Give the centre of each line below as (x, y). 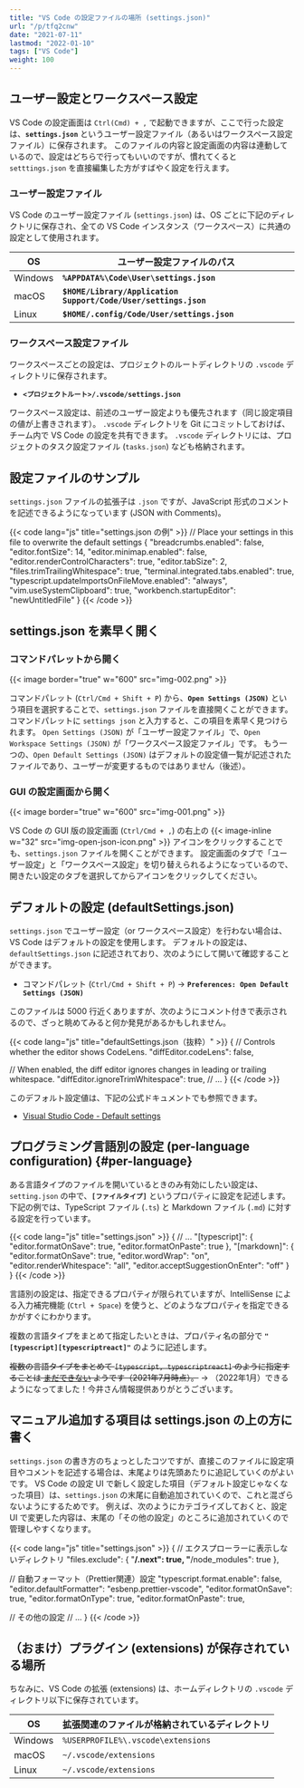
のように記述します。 (172, 1347)
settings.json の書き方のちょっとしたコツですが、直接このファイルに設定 (148, 1461)
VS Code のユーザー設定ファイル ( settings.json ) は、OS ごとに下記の (140, 215)
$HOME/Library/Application (120, 292)
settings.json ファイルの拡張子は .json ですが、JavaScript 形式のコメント (149, 502)
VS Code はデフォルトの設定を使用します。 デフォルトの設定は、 (131, 942)
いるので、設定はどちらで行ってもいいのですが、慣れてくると (123, 156)
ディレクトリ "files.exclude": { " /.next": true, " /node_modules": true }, (148, 1559)
